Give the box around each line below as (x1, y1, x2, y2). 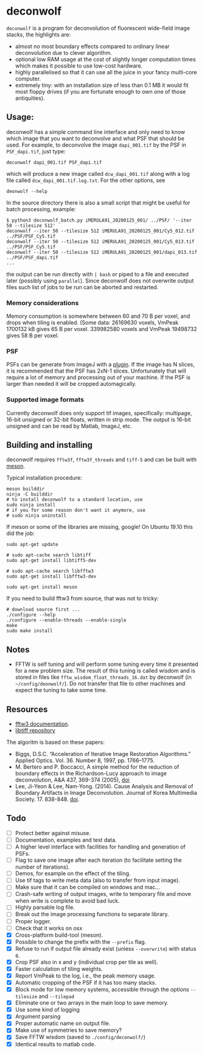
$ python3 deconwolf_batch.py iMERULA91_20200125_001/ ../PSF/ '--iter (6, 217, 192, 223)
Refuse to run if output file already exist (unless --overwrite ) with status (15, 945, 197, 952)
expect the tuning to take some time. (15, 687, 108, 694)
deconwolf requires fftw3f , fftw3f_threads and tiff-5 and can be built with (6, 456, 197, 463)
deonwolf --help (6, 188, 47, 194)
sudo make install (6, 628, 53, 634)
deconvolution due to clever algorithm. (15, 49, 113, 56)
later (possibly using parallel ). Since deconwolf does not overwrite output (6, 277, 194, 284)
